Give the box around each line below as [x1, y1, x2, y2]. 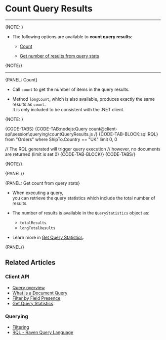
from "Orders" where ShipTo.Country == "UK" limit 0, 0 [5, 136, 118, 142]
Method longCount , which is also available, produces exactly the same [12, 96, 155, 102]
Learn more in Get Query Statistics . [12, 234, 84, 240]
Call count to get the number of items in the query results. [12, 86, 130, 92]
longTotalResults [19, 225, 56, 231]
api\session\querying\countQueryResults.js [5, 131, 93, 137]
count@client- [88, 126, 118, 132]
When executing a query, [12, 190, 64, 196]
